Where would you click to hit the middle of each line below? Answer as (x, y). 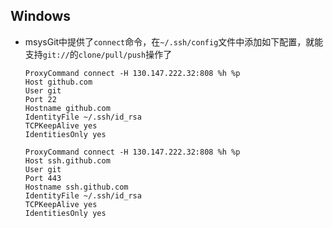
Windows (40, 16)
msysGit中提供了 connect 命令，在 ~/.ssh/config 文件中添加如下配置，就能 (174, 41)
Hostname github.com (67, 108)
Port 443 (43, 178)
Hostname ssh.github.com (76, 187)
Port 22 (40, 99)
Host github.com (58, 82)
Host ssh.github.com (67, 160)
